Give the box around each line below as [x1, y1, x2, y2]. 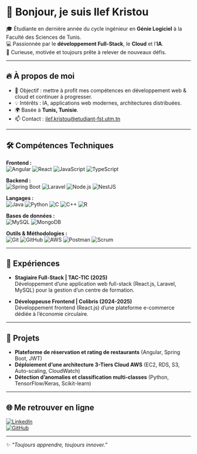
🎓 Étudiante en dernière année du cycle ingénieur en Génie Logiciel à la [6, 25, 182, 32]
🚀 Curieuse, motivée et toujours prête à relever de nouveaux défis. [6, 48, 167, 55]
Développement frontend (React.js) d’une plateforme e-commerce [14, 304, 175, 311]
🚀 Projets [6, 333, 40, 343]
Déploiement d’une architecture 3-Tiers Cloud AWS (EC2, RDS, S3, [14, 361, 180, 368]
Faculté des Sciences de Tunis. [6, 34, 81, 41]
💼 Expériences [6, 258, 60, 268]
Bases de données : [6, 212, 55, 219]
